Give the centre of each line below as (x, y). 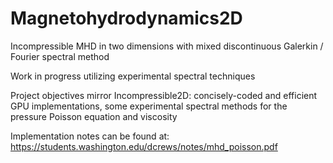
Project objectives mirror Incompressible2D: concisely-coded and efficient (164, 95)
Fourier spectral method (60, 56)
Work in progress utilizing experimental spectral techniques (133, 76)
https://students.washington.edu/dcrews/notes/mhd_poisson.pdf (144, 146)
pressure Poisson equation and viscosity (94, 116)
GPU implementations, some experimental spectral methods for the (149, 106)
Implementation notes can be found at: (90, 136)
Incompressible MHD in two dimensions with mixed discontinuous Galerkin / (167, 46)
